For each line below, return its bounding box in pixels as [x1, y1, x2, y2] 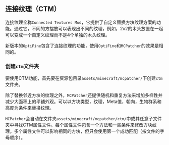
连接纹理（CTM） [5, 5, 61, 14]
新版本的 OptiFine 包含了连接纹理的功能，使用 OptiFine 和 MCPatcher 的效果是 [5, 42, 159, 49]
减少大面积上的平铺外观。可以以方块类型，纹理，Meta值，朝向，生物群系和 [5, 99, 162, 105]
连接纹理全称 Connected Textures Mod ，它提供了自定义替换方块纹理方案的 [5, 19, 157, 25]
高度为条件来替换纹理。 [5, 105, 54, 111]
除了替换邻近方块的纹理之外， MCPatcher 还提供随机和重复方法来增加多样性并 [5, 92, 163, 99]
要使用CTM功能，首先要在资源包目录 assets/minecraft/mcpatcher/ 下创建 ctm [5, 75, 163, 81]
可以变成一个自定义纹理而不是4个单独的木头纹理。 [5, 32, 110, 38]
